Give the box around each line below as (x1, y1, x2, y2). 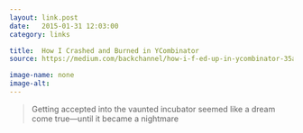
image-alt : (9, 79, 50, 88)
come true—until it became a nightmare (31, 113, 179, 124)
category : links (9, 30, 70, 39)
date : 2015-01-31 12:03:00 (9, 22, 119, 31)
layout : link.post (9, 13, 78, 22)
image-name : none (9, 71, 75, 80)
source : (9, 55, 39, 64)
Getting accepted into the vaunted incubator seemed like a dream (31, 103, 276, 114)
